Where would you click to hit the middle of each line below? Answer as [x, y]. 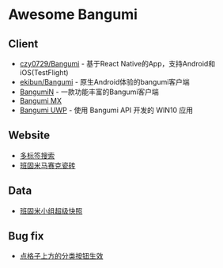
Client [23, 44]
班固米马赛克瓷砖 [47, 165]
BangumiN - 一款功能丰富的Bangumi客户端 [89, 92]
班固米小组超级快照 [51, 210]
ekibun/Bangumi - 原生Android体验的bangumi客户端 [104, 82]
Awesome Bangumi [73, 15]
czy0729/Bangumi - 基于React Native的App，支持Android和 [117, 64]
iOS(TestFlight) [44, 72]
